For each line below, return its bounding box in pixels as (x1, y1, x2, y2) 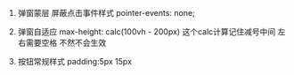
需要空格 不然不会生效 (25, 38, 107, 48)
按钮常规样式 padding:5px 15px (17, 56, 132, 66)
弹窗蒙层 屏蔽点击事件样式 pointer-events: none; (17, 8, 196, 18)
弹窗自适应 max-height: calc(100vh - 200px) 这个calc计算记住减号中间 (17, 26, 276, 37)
